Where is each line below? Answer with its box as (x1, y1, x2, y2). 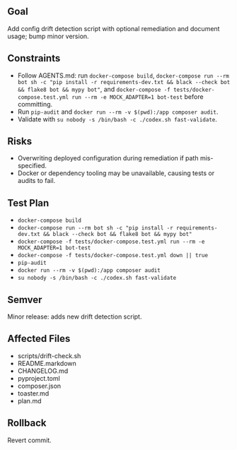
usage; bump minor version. (7, 32, 90, 40)
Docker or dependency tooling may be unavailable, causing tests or (17, 169, 215, 177)
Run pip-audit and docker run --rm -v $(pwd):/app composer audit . (17, 107, 219, 116)
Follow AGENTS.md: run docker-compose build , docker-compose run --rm (17, 71, 230, 80)
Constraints (7, 52, 61, 64)
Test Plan (7, 197, 50, 209)
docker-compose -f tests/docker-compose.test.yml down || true (17, 252, 209, 259)
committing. (17, 100, 53, 108)
